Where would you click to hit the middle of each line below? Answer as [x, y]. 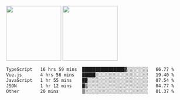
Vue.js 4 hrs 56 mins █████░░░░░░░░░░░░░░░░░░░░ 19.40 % [90, 75]
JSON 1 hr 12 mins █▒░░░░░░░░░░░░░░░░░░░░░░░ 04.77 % [90, 86]
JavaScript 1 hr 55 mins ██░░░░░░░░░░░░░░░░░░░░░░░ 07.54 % [90, 80]
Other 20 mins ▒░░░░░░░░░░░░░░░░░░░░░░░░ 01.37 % [90, 91]
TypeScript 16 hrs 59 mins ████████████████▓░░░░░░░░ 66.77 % [90, 70]
